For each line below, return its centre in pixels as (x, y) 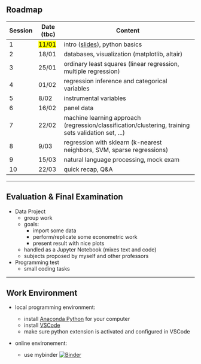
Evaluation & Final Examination (65, 197)
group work (38, 217)
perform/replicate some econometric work (85, 236)
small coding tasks (47, 268)
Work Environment (42, 293)
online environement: (41, 343)
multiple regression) (92, 71)
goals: (31, 224)
